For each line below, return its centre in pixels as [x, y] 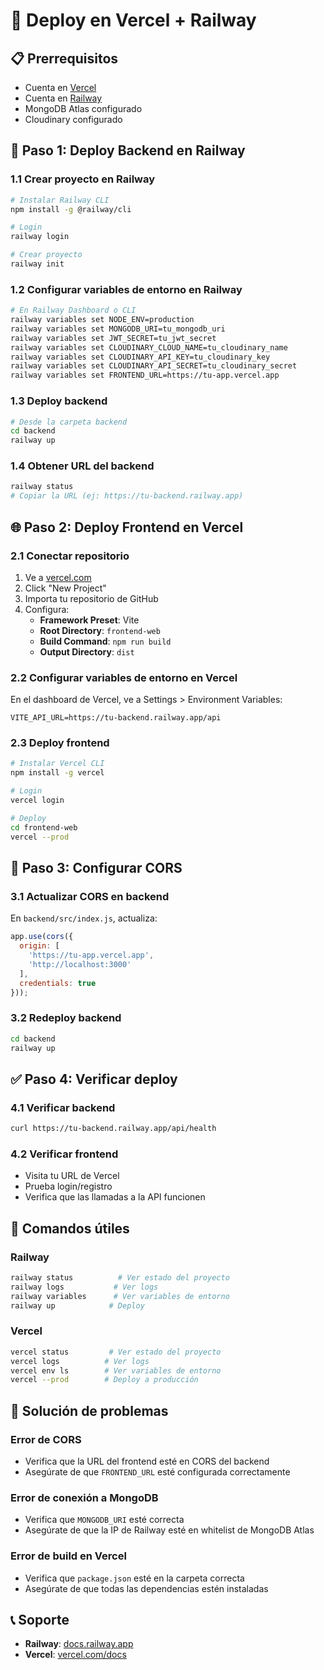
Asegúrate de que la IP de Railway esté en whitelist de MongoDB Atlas [169, 1530]
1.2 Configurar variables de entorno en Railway [126, 289]
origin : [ [39, 946]
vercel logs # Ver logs [80, 1361]
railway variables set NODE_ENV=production [102, 320]
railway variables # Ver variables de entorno [120, 1296]
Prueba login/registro [68, 1186]
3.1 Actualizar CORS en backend [90, 896]
